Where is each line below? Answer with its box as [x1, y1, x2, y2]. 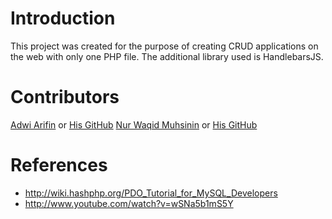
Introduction [10, 7, 116, 30]
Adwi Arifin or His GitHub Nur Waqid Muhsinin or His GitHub [10, 118, 258, 131]
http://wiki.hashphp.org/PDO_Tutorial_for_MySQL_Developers [24, 187, 278, 199]
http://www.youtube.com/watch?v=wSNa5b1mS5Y [24, 197, 234, 209]
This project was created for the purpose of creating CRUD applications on [10, 40, 319, 52]
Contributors [10, 86, 120, 109]
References [10, 154, 108, 177]
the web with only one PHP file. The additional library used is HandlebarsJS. [10, 50, 324, 62]
